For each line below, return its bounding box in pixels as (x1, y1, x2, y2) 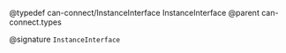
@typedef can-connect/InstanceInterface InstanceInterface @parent (9, 8, 260, 18)
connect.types (9, 17, 62, 27)
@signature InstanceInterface (9, 34, 121, 44)
